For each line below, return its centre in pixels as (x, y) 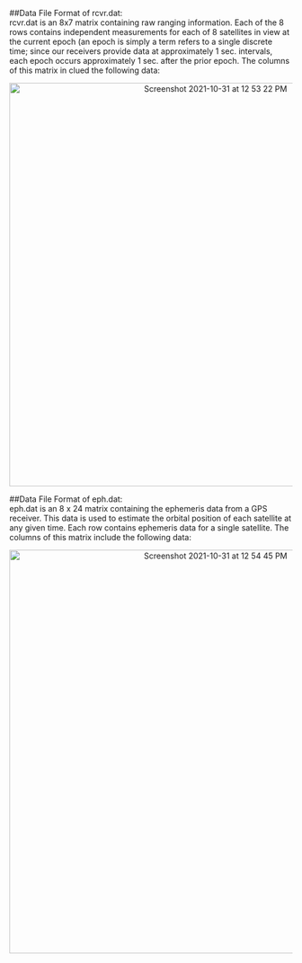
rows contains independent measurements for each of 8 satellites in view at (150, 32)
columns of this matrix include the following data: (100, 537)
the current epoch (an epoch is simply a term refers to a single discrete (141, 41)
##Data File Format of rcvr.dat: (66, 13)
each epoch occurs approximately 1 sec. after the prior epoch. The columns (150, 61)
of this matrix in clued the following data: (84, 70)
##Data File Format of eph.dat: (66, 499)
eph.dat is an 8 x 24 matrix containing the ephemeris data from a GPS (138, 508)
